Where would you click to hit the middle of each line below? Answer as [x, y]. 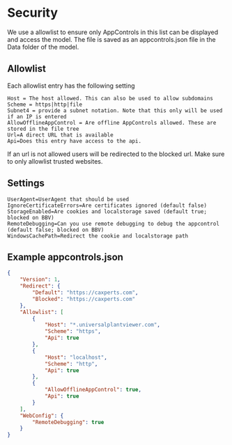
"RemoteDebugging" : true [68, 422]
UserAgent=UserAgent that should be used [68, 199]
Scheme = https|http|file [45, 104]
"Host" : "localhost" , [76, 357]
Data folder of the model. [43, 47]
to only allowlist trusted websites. [55, 161]
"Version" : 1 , [40, 280]
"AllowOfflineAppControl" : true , [93, 390]
